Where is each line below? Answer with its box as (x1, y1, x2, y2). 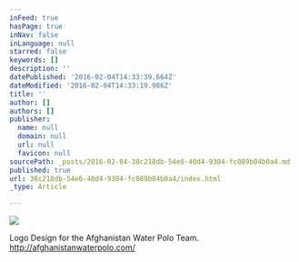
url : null (17, 140, 55, 149)
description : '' (9, 65, 71, 74)
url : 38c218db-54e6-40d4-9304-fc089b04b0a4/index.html (9, 174, 222, 183)
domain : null (17, 132, 67, 141)
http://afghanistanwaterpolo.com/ (9, 242, 136, 253)
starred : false (9, 47, 67, 56)
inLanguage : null (9, 38, 75, 48)
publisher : (9, 115, 51, 124)
